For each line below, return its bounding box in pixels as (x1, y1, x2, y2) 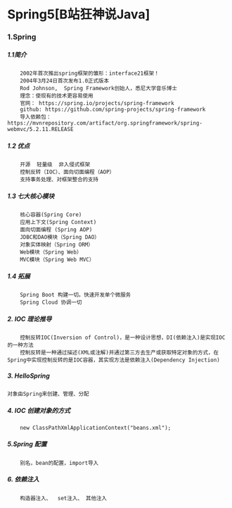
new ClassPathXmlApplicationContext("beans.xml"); (20, 424, 172, 431)
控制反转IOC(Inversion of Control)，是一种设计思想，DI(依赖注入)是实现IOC (20, 334, 226, 341)
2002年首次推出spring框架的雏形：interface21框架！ (20, 70, 160, 78)
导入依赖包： (20, 113, 51, 120)
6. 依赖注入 (7, 475, 40, 483)
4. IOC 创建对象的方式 (7, 406, 70, 414)
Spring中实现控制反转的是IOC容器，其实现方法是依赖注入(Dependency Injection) (7, 357, 220, 364)
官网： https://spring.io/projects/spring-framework (20, 100, 174, 107)
